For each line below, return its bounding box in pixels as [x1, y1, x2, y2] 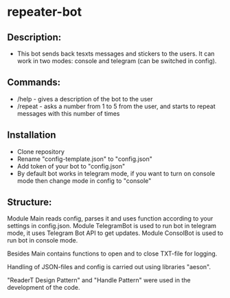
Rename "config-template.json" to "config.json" [16, 155, 152, 163]
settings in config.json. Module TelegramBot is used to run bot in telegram [7, 222, 217, 230]
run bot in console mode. [7, 236, 78, 245]
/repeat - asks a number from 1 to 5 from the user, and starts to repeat [16, 102, 216, 110]
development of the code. [7, 284, 80, 292]
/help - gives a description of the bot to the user [16, 95, 153, 103]
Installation [7, 129, 56, 141]
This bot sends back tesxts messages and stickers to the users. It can [16, 49, 215, 58]
